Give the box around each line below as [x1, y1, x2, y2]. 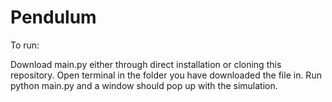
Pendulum [10, 6, 97, 29]
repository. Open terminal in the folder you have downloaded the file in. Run [10, 69, 322, 81]
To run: [10, 39, 40, 51]
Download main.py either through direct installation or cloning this [10, 58, 282, 70]
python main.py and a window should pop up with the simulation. [10, 79, 278, 91]
